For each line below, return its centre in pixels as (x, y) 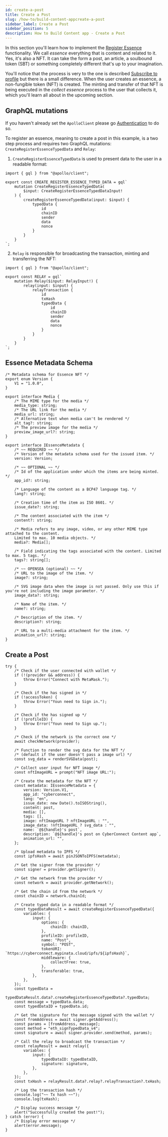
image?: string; (32, 578)
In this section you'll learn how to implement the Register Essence (74, 48)
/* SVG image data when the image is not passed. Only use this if (87, 586)
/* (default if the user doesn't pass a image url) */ (73, 755)
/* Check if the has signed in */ (50, 693)
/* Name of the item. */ (40, 604)
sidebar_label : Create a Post (37, 24)
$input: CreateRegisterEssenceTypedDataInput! (73, 191)
